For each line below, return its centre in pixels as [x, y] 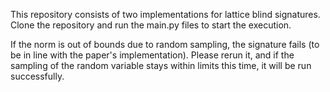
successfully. [37, 76]
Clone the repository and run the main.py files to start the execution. [151, 25]
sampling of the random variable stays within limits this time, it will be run [161, 65]
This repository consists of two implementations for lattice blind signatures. [165, 14]
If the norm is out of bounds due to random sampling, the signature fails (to [165, 44]
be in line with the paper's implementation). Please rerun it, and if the [152, 55]
